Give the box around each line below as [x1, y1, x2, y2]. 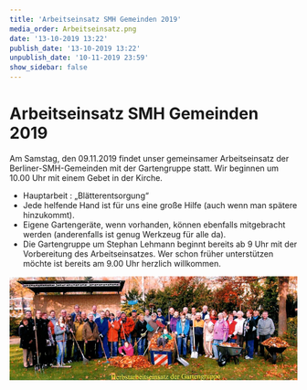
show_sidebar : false [9, 63, 89, 72]
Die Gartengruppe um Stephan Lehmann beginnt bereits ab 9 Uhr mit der [22, 238, 298, 249]
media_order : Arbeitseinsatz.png [9, 24, 137, 34]
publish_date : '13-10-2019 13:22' [9, 44, 142, 53]
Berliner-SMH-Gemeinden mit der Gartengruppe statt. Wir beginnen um [9, 163, 280, 174]
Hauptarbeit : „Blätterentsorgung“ [22, 190, 149, 201]
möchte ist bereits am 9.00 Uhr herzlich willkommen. [22, 258, 222, 269]
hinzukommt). [22, 209, 75, 220]
